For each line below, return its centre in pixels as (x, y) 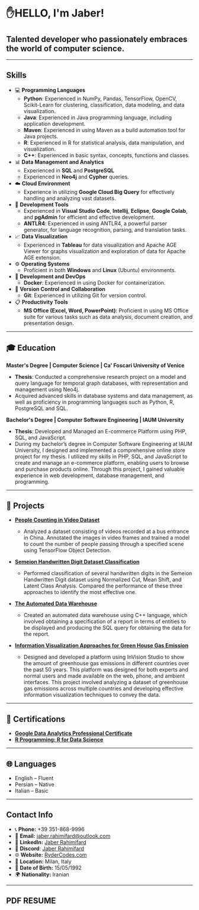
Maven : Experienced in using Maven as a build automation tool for (104, 130)
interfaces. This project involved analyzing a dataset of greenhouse (106, 682)
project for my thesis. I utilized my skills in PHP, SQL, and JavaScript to (101, 456)
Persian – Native (35, 784)
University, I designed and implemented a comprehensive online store (100, 450)
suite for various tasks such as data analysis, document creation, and (108, 317)
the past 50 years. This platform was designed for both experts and (106, 670)
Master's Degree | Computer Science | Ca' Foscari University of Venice (95, 365)
